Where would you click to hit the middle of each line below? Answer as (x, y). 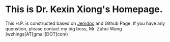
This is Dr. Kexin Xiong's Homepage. (84, 9)
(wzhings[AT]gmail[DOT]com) (37, 34)
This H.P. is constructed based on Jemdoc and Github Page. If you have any (85, 23)
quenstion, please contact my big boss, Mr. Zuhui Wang (64, 28)
